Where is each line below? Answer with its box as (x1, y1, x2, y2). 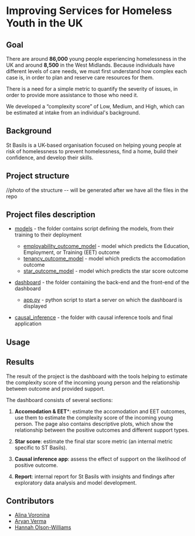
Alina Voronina (14, 511, 50, 518)
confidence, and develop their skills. (6, 154, 94, 161)
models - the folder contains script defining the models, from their (14, 225, 175, 232)
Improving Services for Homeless (6, 4, 172, 18)
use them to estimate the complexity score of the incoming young (14, 414, 173, 421)
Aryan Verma (14, 518, 47, 525)
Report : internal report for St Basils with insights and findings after (14, 473, 175, 480)
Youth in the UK (6, 16, 83, 30)
